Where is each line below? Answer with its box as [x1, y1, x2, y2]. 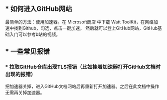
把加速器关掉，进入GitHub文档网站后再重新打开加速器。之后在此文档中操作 [5, 83, 160, 89]
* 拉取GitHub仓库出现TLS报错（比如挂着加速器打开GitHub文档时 [5, 64, 161, 71]
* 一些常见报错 [5, 47, 50, 56]
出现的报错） [5, 71, 36, 78]
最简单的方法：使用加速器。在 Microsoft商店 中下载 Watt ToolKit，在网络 [5, 19, 154, 25]
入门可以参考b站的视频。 [9, 31, 61, 37]
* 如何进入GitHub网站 [5, 4, 72, 13]
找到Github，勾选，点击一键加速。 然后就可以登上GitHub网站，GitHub [13, 25, 158, 31]
